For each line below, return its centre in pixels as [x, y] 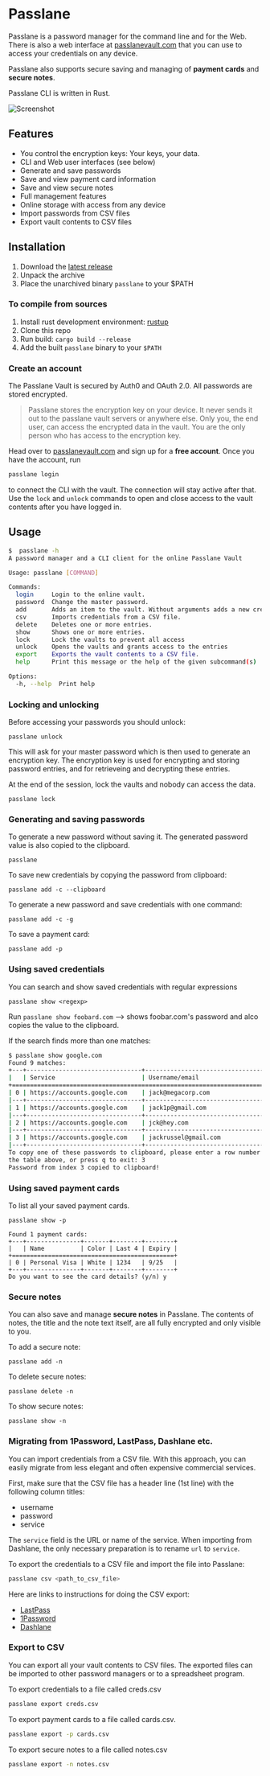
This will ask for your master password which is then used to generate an [129, 752]
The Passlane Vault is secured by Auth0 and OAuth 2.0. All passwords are [131, 386]
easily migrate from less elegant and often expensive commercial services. [132, 1467]
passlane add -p [35, 949]
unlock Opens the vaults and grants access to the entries [122, 647]
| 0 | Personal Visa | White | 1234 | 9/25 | [93, 1263]
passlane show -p [37, 1221]
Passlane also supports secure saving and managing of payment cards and [134, 68]
